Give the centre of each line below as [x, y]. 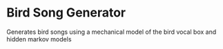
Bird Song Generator [66, 13]
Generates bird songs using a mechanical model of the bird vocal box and [111, 32]
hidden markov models [39, 39]
